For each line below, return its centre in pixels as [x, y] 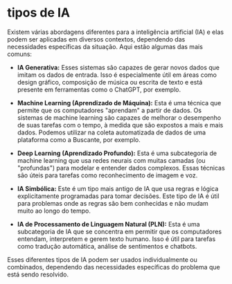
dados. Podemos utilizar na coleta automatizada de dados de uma [111, 132]
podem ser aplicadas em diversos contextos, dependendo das [96, 39]
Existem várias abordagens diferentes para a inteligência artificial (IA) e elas [115, 32]
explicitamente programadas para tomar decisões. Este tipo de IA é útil [118, 196]
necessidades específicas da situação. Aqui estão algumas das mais [105, 46]
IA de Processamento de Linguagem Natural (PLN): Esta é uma [108, 224]
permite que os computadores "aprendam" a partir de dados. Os [109, 110]
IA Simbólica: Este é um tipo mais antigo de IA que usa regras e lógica [118, 188]
